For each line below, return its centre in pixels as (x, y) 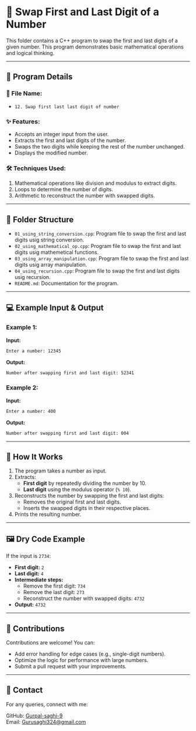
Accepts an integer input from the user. (62, 134)
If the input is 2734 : (29, 556)
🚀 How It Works (34, 456)
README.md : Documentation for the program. (66, 284)
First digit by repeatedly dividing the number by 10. (85, 483)
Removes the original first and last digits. (72, 502)
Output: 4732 (30, 605)
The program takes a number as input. (60, 471)
